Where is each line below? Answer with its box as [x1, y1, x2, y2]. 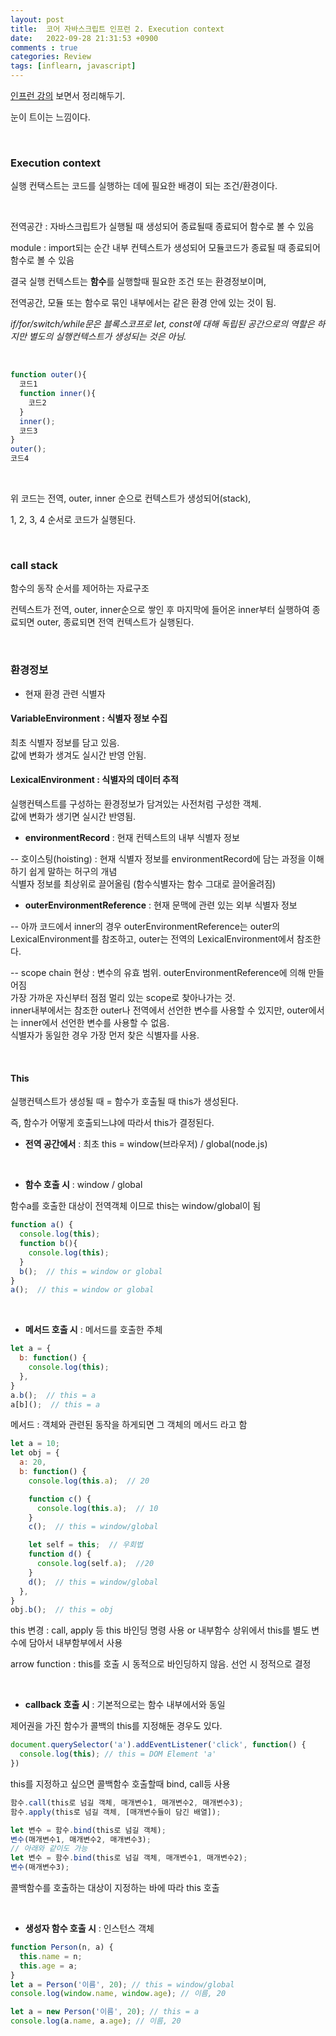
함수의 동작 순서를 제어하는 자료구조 [10, 582, 150, 595]
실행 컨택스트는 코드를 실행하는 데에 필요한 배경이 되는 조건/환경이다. [10, 180, 278, 192]
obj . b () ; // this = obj [10, 1605, 114, 1615]
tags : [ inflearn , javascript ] [10, 61, 137, 71]
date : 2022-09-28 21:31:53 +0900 [10, 33, 159, 43]
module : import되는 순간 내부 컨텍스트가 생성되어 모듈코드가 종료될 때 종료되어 [10, 242, 321, 254]
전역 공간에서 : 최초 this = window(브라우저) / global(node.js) [24, 1138, 268, 1150]
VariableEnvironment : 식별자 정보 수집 [10, 712, 168, 725]
